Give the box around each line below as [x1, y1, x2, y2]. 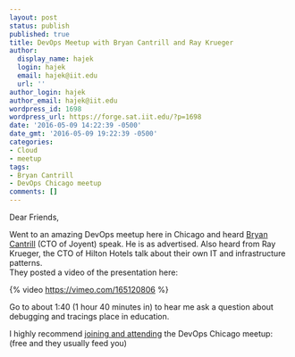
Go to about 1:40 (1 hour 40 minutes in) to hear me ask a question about [9, 302, 274, 312]
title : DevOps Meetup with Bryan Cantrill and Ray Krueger [9, 37, 234, 47]
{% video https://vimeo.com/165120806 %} [9, 285, 169, 295]
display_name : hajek [17, 54, 94, 63]
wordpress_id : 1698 [9, 104, 82, 113]
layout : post [9, 12, 58, 22]
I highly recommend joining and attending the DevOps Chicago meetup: [9, 328, 274, 339]
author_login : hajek [9, 87, 87, 96]
